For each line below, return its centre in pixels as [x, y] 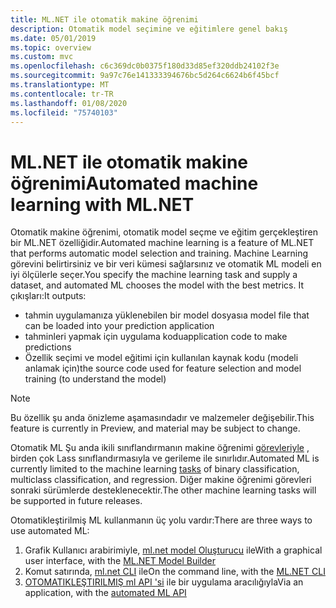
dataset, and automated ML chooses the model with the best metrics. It [157, 285]
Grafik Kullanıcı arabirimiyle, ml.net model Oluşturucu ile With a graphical [173, 550]
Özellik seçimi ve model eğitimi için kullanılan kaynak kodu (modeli [161, 358]
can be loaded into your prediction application [119, 326]
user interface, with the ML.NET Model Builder [120, 561]
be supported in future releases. [76, 501]
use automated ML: [50, 531]
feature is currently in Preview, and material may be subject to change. [155, 428]
